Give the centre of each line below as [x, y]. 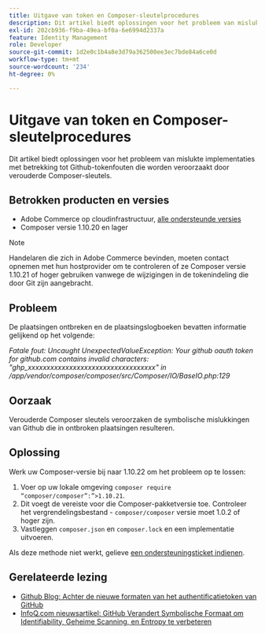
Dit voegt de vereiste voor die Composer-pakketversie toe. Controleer [133, 503]
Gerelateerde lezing [58, 578]
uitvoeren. [37, 537]
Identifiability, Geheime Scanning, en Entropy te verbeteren [116, 621]
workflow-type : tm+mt [44, 60]
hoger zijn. [38, 520]
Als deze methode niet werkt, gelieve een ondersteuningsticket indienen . [127, 552]
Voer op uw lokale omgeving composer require [96, 487]
